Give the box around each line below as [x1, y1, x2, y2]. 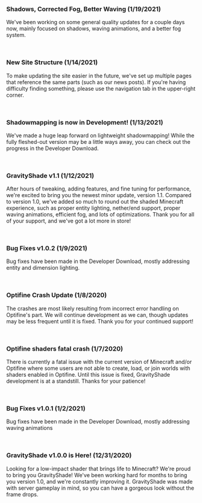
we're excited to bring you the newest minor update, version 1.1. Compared [6, 192, 192, 199]
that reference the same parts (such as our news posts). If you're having [6, 78, 186, 86]
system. [6, 31, 26, 39]
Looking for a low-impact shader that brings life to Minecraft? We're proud [6, 465, 191, 472]
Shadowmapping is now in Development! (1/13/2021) [6, 118, 163, 126]
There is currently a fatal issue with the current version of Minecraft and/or [6, 359, 192, 366]
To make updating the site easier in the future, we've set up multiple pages [6, 72, 192, 79]
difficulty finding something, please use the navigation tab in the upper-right [6, 85, 196, 92]
